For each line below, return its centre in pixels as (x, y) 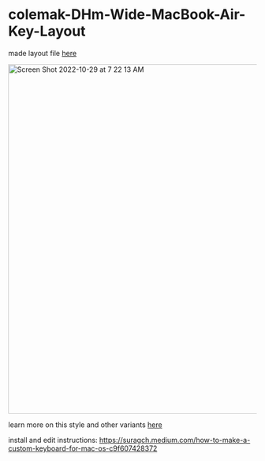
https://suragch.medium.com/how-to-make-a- (175, 440)
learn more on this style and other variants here (86, 425)
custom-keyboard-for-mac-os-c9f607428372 (83, 448)
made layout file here (43, 53)
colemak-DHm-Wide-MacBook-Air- (127, 15)
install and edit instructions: (53, 440)
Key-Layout (47, 31)
